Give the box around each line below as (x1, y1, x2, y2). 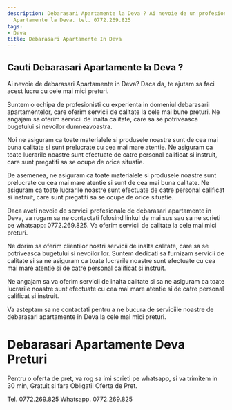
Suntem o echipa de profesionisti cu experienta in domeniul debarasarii (7, 100, 211, 108)
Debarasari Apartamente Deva (7, 337, 185, 353)
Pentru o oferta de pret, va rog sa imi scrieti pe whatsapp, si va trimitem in (7, 374, 217, 382)
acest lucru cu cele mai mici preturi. (7, 87, 109, 95)
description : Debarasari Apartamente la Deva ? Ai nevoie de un (7, 10, 196, 17)
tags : (7, 23, 23, 30)
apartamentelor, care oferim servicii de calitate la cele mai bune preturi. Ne (7, 108, 220, 116)
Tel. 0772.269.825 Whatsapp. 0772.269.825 (7, 395, 133, 403)
